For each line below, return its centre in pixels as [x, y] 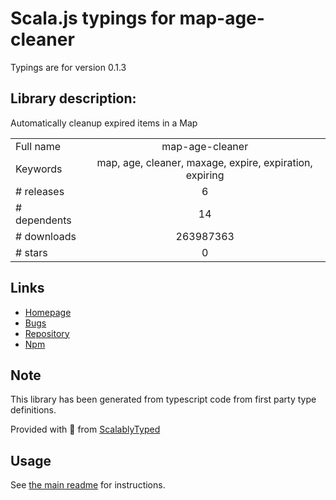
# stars [31, 252]
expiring [205, 175]
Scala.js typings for [93, 18]
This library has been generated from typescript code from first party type [163, 399]
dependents [43, 220]
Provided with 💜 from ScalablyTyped [85, 429]
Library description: [73, 98]
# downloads [46, 236]
